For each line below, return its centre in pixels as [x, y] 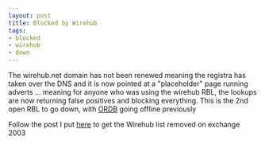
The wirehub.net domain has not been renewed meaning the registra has [127, 75]
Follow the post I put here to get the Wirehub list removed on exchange [124, 125]
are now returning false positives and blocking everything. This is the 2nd [128, 101]
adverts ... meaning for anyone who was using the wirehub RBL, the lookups [132, 92]
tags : [17, 30]
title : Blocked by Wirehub [53, 23]
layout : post [30, 16]
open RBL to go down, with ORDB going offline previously [102, 109]
